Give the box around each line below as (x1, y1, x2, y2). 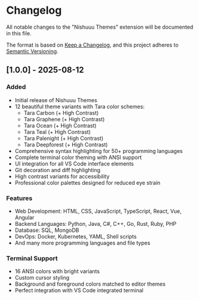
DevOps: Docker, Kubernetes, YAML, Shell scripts (14, 232, 137, 240)
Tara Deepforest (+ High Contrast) (23, 141, 108, 148)
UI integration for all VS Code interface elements (14, 160, 134, 167)
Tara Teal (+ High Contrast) (23, 128, 91, 135)
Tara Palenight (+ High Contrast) (23, 134, 104, 142)
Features (6, 194, 33, 202)
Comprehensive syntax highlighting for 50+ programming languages (14, 147, 183, 154)
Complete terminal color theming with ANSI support (14, 154, 142, 161)
